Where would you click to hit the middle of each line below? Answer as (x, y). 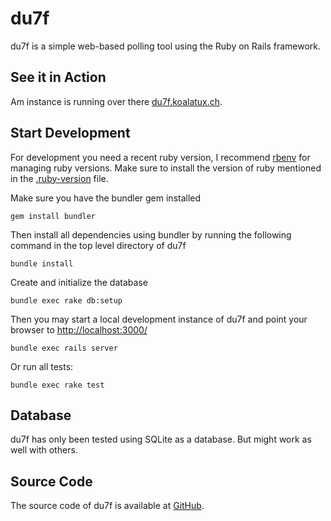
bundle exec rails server (64, 348)
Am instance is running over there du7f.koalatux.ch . (116, 101)
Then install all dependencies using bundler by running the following (151, 234)
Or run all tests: (42, 366)
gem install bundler (53, 216)
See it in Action (58, 77)
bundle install (42, 263)
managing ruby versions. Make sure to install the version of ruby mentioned (166, 168)
